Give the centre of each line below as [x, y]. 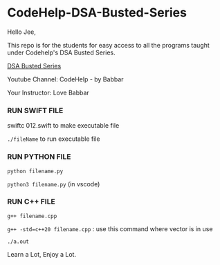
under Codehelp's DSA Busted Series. [61, 52]
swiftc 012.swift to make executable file [63, 126]
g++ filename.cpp [32, 216]
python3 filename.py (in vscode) [54, 184]
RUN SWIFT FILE [35, 110]
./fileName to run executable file [54, 139]
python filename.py [35, 171]
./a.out [18, 242]
